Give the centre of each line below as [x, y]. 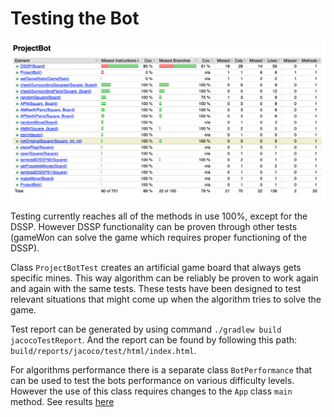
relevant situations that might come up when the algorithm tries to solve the [166, 299]
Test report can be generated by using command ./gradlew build [146, 329]
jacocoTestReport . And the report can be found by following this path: [154, 340]
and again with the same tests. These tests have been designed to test [156, 289]
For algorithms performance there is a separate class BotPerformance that [161, 370]
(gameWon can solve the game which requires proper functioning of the [159, 238]
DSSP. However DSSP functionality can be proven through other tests [154, 227]
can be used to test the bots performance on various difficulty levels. [152, 381]
